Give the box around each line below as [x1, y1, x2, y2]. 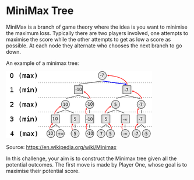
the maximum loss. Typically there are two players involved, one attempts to [6, 29, 188, 36]
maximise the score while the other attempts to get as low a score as [6, 36, 171, 43]
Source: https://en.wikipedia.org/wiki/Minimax [6, 143, 117, 150]
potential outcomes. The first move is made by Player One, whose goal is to [6, 161, 188, 168]
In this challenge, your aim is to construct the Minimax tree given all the [6, 155, 177, 162]
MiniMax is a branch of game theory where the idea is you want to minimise [6, 23, 188, 30]
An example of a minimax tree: [6, 60, 79, 67]
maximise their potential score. [6, 167, 80, 174]
